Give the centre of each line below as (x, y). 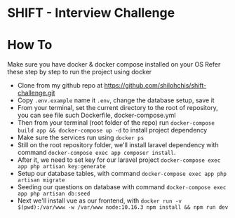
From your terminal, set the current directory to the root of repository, (118, 108)
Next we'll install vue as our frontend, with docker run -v (100, 200)
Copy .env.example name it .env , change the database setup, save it (116, 100)
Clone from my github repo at (60, 86)
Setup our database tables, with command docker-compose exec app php (122, 174)
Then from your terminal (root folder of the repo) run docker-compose (116, 123)
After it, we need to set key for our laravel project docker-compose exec (119, 160)
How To (30, 45)
